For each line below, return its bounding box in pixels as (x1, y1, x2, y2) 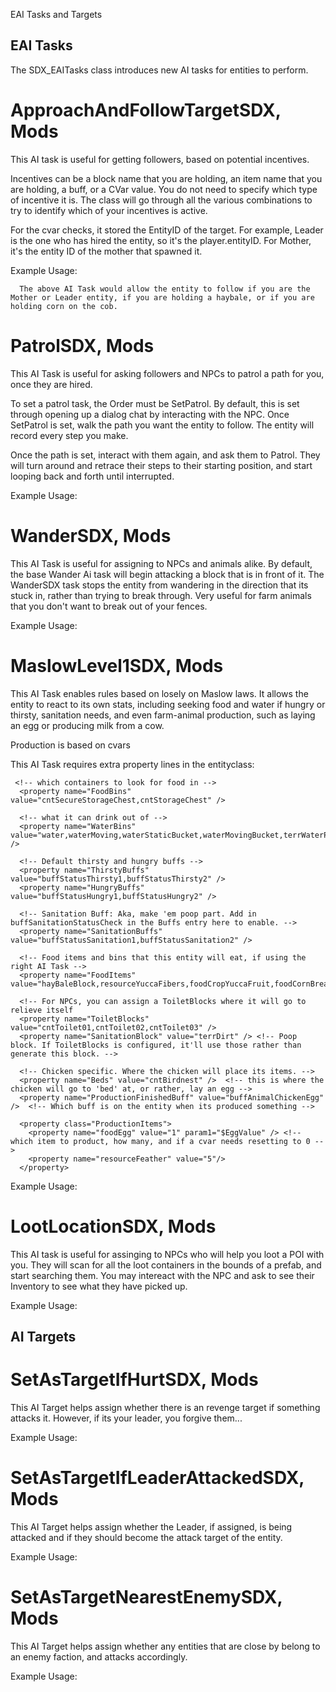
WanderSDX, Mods (10, 524, 172, 547)
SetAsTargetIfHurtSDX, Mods (10, 1369, 259, 1391)
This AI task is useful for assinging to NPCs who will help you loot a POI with (10, 1248, 325, 1260)
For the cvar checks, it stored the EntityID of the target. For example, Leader (10, 224, 324, 236)
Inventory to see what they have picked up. (10, 1280, 188, 1292)
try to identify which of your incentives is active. (10, 204, 208, 216)
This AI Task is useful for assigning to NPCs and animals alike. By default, (10, 557, 313, 569)
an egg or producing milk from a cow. (10, 719, 165, 731)
